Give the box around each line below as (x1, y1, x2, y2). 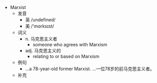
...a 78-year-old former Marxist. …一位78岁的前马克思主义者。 (25, 66, 155, 72)
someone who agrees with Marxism (32, 42, 107, 47)
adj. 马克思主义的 (25, 48, 61, 53)
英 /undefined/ (25, 17, 56, 22)
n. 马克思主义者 (25, 36, 57, 42)
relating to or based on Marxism (32, 53, 100, 59)
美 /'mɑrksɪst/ (25, 23, 54, 29)
